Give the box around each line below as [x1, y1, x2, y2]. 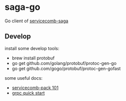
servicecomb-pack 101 [11, 85, 59, 91]
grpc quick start [11, 90, 45, 96]
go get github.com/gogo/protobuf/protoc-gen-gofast [11, 65, 121, 71]
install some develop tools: [4, 45, 59, 51]
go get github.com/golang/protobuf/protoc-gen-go [11, 60, 117, 66]
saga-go [4, 1, 40, 13]
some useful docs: [4, 75, 43, 81]
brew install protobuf [11, 55, 55, 61]
